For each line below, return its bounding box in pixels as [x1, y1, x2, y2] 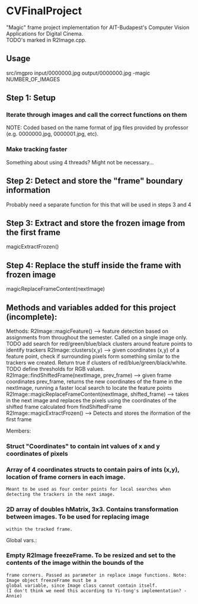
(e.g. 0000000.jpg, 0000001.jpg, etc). [6, 131, 99, 138]
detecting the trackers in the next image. [6, 491, 116, 498]
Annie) [6, 593, 23, 599]
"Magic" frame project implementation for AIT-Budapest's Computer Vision [6, 24, 190, 31]
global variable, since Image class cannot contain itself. [6, 583, 158, 589]
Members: [6, 427, 31, 434]
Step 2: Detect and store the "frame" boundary [6, 176, 183, 186]
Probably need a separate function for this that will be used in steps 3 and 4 [6, 201, 191, 208]
